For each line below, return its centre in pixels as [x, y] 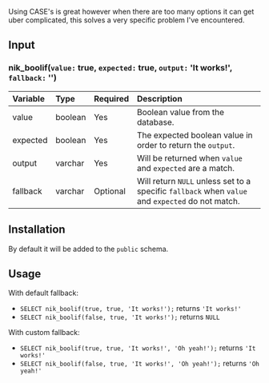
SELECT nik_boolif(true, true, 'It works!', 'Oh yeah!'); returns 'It [138, 348]
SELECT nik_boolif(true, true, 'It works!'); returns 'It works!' [130, 309]
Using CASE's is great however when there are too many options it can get [131, 12]
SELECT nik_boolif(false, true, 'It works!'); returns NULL [120, 317]
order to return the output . [186, 145]
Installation [37, 230]
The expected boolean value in [195, 135]
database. [155, 122]
